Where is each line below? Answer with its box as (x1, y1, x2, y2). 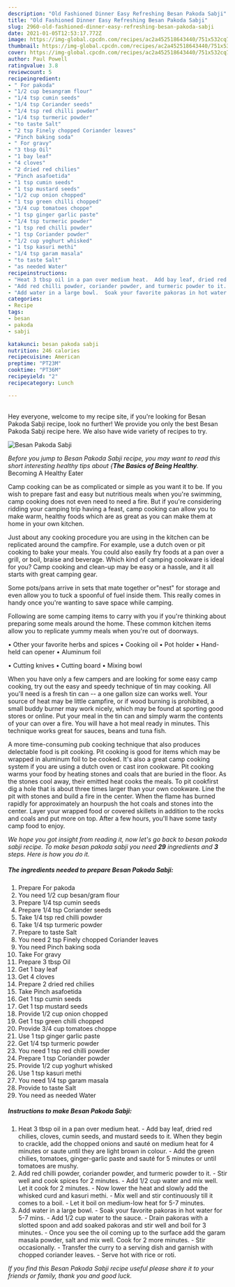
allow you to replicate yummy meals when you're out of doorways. (8, 626, 199, 635)
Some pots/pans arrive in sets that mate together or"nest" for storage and (8, 583, 220, 592)
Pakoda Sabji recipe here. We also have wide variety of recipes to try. (8, 427, 208, 435)
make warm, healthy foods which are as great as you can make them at (8, 512, 213, 520)
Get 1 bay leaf (17, 965, 58, 973)
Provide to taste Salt (17, 1083, 77, 1092)
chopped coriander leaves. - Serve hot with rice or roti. (17, 1250, 176, 1259)
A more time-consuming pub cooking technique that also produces (8, 740, 201, 748)
